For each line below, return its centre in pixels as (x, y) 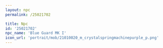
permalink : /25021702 (28, 15)
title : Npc (17, 24)
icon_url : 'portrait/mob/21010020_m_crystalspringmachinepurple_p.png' (82, 38)
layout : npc (18, 10)
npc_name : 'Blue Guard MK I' (36, 33)
